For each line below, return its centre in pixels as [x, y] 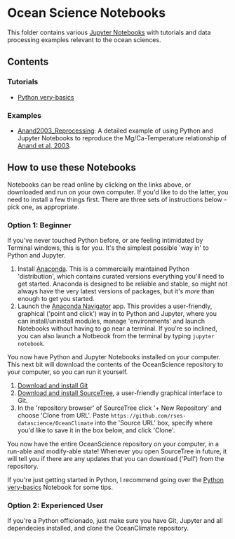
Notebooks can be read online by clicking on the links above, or [99, 185]
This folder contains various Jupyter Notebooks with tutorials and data [109, 32]
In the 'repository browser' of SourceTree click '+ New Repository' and [120, 408]
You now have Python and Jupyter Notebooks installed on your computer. [114, 357]
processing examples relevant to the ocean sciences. [84, 39]
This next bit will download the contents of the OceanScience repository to [115, 365]
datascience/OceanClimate [55, 424]
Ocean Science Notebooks [87, 13]
